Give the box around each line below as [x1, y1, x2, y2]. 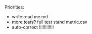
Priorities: [4, 4, 24, 10]
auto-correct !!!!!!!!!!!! [11, 24, 54, 30]
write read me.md [11, 14, 48, 19]
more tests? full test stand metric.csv [11, 19, 88, 25]
